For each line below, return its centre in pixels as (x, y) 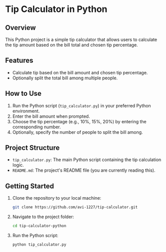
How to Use (23, 94)
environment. (26, 111)
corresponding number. (37, 127)
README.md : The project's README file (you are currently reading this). (84, 170)
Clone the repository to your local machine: (57, 198)
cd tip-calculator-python (39, 226)
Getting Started (30, 186)
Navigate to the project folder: (43, 217)
